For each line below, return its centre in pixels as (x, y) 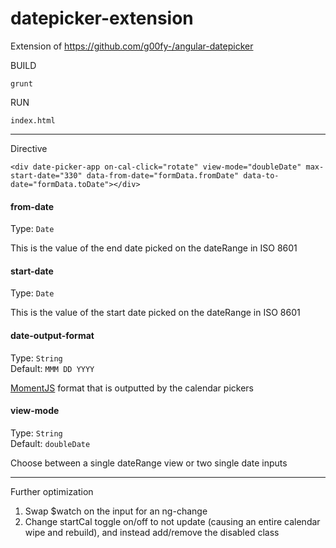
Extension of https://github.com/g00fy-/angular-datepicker (132, 46)
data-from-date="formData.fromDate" (163, 175)
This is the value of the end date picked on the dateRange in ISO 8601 (154, 248)
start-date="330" (46, 175)
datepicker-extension (102, 18)
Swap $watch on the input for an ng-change (116, 511)
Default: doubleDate (50, 443)
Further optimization (52, 491)
